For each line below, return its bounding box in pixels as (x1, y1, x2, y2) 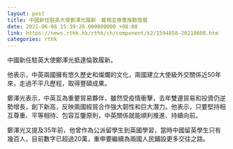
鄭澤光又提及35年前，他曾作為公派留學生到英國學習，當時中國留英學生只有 (7, 126, 221, 134)
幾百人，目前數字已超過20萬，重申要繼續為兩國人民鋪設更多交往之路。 (7, 134, 209, 143)
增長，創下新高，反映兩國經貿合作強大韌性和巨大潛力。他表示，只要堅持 (12, 103, 220, 111)
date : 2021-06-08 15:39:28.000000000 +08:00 (7, 23, 138, 30)
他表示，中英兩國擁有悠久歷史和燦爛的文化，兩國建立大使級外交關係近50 (7, 71, 216, 79)
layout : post (7, 10, 45, 17)
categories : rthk (7, 36, 58, 43)
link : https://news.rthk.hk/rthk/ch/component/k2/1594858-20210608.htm (7, 29, 218, 37)
